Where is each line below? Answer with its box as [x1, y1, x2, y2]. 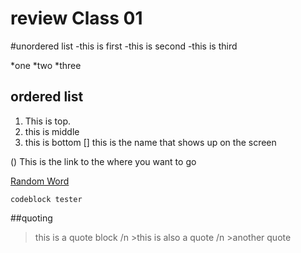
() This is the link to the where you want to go [10, 155, 197, 167]
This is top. [24, 115, 71, 127]
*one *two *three [10, 59, 82, 71]
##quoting [10, 212, 53, 224]
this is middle [24, 125, 80, 137]
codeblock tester [10, 194, 83, 204]
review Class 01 [10, 7, 143, 30]
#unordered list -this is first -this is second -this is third [10, 40, 238, 52]
